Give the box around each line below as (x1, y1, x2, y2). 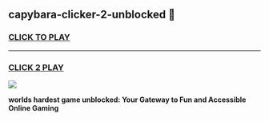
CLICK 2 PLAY (8, 61, 64, 72)
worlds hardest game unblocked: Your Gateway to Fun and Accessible (8, 95, 247, 104)
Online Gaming (8, 103, 59, 112)
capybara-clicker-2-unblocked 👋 (8, 8, 176, 21)
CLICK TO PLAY (8, 32, 70, 43)
